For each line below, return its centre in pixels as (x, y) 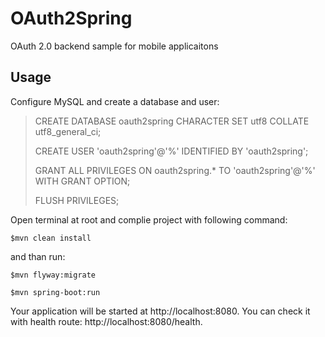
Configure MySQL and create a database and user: (115, 101)
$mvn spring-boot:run (55, 292)
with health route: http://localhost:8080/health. (106, 321)
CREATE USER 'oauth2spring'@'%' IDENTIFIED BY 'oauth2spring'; (171, 151)
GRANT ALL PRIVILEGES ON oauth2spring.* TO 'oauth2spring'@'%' (175, 170)
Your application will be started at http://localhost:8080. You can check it (160, 311)
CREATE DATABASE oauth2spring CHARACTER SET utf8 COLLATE (172, 121)
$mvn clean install (51, 238)
